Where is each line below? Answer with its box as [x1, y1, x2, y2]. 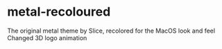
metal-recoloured [7, 4, 111, 20]
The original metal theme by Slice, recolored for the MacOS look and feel [7, 27, 216, 35]
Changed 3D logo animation [7, 33, 87, 42]
